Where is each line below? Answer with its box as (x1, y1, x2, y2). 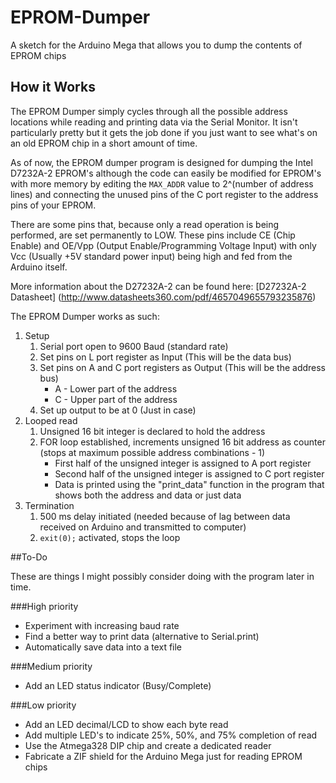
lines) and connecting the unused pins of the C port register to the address (10, 188, 319, 200)
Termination (24, 499, 75, 511)
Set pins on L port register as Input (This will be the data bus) (39, 351, 292, 363)
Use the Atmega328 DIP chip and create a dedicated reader (24, 739, 272, 751)
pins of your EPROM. (10, 199, 97, 211)
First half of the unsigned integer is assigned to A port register (54, 457, 312, 469)
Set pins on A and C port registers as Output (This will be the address (39, 361, 327, 373)
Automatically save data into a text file (24, 641, 183, 653)
